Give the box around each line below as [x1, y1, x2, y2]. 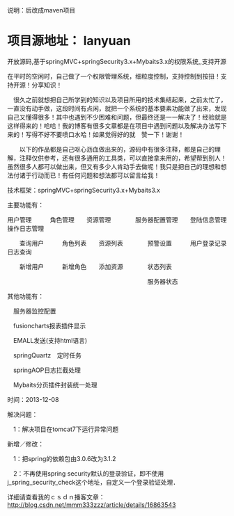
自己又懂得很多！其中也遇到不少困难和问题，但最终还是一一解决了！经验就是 [7, 113, 227, 121]
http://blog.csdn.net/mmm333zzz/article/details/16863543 [7, 500, 176, 509]
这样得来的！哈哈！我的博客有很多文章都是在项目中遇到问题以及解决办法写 [7, 121, 221, 130]
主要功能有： [7, 200, 44, 209]
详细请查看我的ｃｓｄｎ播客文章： [7, 492, 105, 501]
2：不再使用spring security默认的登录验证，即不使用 [13, 469, 164, 478]
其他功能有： [7, 291, 44, 300]
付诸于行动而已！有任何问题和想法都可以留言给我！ [13, 171, 160, 179]
